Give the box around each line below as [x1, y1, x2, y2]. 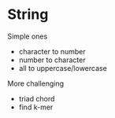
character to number [18, 46, 86, 56]
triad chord [18, 94, 55, 103]
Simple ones [7, 31, 48, 41]
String [7, 6, 49, 24]
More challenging [7, 79, 65, 88]
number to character [18, 55, 86, 65]
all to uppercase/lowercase [18, 63, 107, 72]
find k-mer [18, 102, 54, 112]
